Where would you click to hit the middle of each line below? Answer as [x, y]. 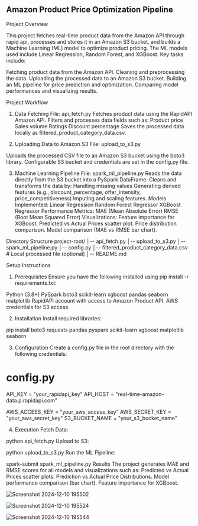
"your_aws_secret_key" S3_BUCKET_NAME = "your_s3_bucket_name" [92, 418]
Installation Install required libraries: [58, 318]
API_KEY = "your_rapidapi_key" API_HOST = [60, 394]
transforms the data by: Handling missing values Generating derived [98, 186]
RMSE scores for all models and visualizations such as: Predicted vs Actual [98, 470]
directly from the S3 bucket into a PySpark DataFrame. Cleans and [95, 179]
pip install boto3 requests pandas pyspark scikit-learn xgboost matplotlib [95, 330]
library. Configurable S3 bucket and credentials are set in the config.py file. [98, 161]
